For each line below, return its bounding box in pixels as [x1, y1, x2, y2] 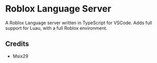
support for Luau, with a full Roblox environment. [5, 25, 108, 31]
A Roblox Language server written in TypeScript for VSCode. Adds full [5, 20, 152, 26]
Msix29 [12, 53, 29, 59]
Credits [5, 40, 29, 48]
